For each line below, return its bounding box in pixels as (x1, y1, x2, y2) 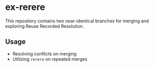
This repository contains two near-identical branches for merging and (5, 18, 149, 24)
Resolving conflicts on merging (12, 51, 77, 57)
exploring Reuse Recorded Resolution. (5, 23, 84, 29)
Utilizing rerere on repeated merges (12, 56, 88, 62)
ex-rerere (5, 1, 46, 13)
